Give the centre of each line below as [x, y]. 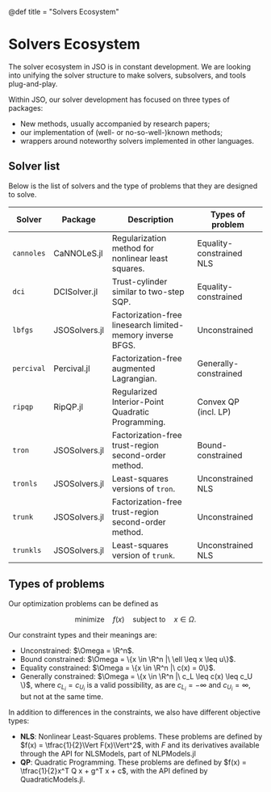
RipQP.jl [68, 407]
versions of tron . [144, 488]
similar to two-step [148, 292]
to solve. [23, 194]
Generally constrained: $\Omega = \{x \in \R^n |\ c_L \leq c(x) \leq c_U [136, 676]
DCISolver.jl [76, 292]
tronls [25, 483]
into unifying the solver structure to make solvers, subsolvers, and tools [127, 75]
